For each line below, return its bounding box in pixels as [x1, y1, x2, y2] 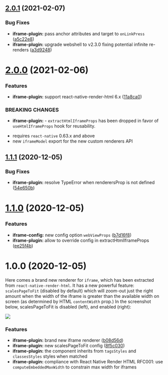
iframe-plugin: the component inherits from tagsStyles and [12, 348, 136, 354]
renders [12, 46, 29, 52]
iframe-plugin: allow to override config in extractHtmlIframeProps [12, 237, 149, 243]
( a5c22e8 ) [12, 36, 35, 42]
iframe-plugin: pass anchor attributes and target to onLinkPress [12, 30, 145, 37]
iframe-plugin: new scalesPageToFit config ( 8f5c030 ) [12, 342, 125, 348]
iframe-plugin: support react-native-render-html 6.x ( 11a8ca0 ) [12, 94, 142, 100]
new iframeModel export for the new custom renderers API [12, 138, 133, 144]
